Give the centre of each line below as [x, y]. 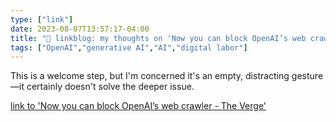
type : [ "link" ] [42, 19]
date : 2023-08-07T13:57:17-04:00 [80, 29]
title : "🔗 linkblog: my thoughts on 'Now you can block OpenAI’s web [158, 38]
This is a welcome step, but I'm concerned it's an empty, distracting [150, 76]
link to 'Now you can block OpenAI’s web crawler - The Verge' [138, 106]
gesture [307, 76]
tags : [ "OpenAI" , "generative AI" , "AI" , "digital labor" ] [129, 47]
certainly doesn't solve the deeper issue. [110, 87]
